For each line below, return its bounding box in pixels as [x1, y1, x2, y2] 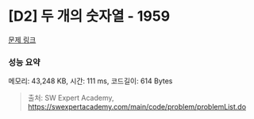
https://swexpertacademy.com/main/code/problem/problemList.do [27, 102, 247, 112]
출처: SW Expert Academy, [27, 93, 114, 103]
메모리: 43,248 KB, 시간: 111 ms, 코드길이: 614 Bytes [8, 76, 173, 86]
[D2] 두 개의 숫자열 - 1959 [8, 7, 171, 25]
